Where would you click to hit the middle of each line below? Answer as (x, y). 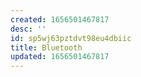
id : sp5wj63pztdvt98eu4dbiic (71, 38)
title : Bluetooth (46, 47)
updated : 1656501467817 (60, 57)
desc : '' (28, 29)
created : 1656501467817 (60, 19)
